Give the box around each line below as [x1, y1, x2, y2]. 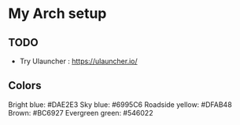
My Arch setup [8, 5, 107, 23]
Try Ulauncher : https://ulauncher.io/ [19, 56, 138, 66]
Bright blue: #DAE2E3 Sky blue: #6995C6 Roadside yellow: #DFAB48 [8, 99, 232, 109]
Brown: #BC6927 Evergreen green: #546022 [8, 108, 153, 117]
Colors [8, 79, 42, 92]
